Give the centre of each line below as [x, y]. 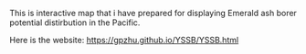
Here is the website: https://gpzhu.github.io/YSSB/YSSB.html [124, 40]
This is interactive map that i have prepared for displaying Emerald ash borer [153, 13]
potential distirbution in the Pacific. [75, 22]
